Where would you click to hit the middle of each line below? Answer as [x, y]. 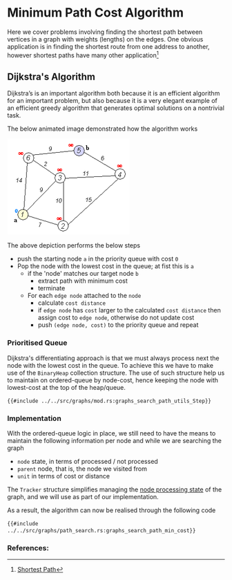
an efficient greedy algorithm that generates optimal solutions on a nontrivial [116, 108]
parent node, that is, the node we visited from [82, 469]
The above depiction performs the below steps [74, 245]
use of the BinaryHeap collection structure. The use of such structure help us [116, 373]
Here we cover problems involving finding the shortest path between [105, 32]
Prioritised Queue [37, 343]
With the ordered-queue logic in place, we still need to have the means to [112, 433]
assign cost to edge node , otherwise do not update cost [116, 318]
